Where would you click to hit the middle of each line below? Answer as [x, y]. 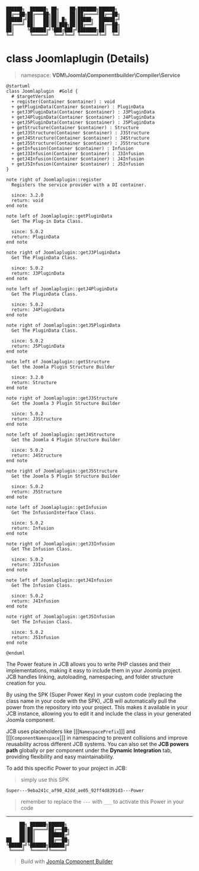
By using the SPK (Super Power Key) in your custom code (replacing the [94, 694]
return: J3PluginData [38, 273]
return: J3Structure [37, 419]
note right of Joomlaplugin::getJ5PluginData [63, 325]
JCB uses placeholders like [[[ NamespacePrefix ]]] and [71, 731]
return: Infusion [33, 528]
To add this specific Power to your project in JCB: [67, 768]
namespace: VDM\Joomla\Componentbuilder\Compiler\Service [100, 75]
